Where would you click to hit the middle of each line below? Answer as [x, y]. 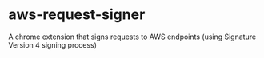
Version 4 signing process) [53, 44]
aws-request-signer [77, 15]
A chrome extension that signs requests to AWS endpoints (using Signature [132, 37]
